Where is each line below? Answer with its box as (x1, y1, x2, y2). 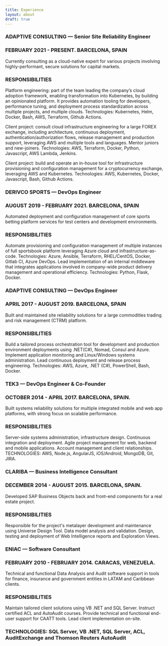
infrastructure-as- (119, 248, 156, 254)
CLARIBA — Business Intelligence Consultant (5, 468, 118, 475)
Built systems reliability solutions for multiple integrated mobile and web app (5, 405, 163, 411)
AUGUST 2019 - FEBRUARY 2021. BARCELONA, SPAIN (5, 202, 139, 209)
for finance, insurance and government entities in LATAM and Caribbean (5, 576, 154, 582)
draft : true (5, 17, 30, 22)
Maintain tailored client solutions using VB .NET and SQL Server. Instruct (5, 605, 155, 611)
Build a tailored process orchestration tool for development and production (5, 341, 159, 347)
